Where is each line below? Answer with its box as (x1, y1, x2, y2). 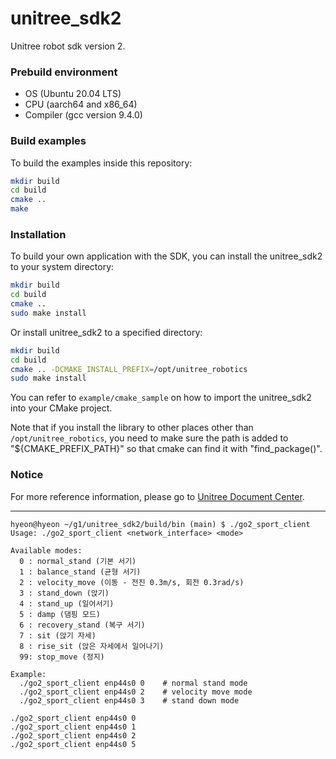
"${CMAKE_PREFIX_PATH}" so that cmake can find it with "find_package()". (10, 443, 323, 455)
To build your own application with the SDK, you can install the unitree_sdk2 (10, 250, 323, 262)
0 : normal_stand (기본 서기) (19, 556, 137, 566)
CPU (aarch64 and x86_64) (24, 98, 138, 111)
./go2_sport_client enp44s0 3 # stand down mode (19, 695, 240, 706)
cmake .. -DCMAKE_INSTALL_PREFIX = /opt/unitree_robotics (10, 364, 248, 374)
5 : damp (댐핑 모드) (19, 609, 101, 619)
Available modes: (10, 545, 83, 556)
